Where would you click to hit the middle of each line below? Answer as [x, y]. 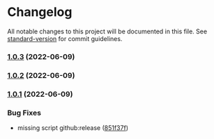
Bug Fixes [24, 113]
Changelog [40, 12]
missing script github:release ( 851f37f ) [73, 128]
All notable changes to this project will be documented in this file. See [107, 31]
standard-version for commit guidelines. [65, 38]
